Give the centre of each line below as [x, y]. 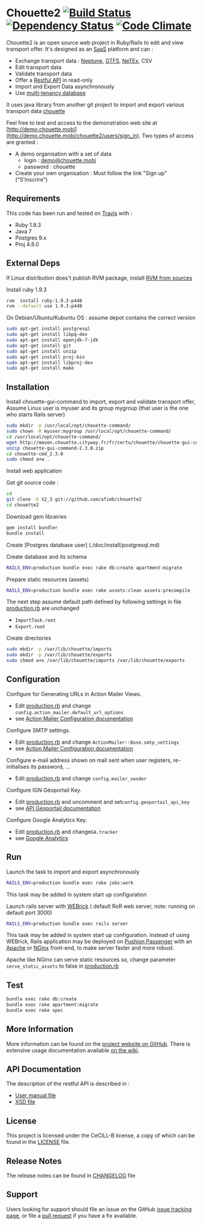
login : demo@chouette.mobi [60, 160]
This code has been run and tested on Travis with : [69, 213]
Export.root [30, 627]
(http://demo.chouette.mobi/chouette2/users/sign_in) [73, 136]
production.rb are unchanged [43, 608]
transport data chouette [36, 111]
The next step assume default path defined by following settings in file [94, 602]
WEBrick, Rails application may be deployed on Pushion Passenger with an [99, 942]
